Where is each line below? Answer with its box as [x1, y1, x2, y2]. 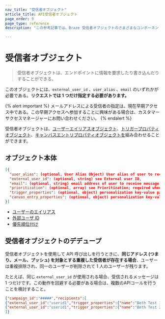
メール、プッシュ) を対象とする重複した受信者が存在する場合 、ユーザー [13, 257, 158, 263]
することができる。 [17, 76, 56, 82]
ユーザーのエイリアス [12, 209, 55, 215]
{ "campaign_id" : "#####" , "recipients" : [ [5, 296, 87, 301]
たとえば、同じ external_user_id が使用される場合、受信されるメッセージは [5, 274, 159, 280]
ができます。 [5, 138, 31, 144]
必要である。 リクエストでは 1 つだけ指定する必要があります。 [5, 93, 129, 98]
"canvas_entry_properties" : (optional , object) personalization [9, 195, 144, 200]
